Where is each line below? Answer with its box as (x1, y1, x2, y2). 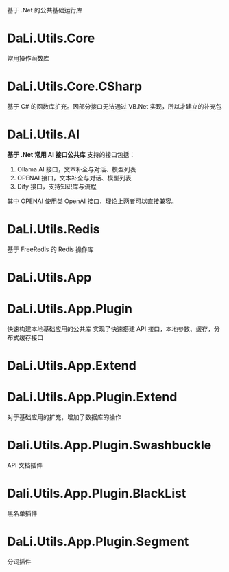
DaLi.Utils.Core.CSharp (7, 78, 143, 94)
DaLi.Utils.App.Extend (7, 358, 137, 374)
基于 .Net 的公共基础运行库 (7, 6, 83, 14)
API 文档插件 (7, 460, 43, 469)
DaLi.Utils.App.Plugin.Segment (7, 534, 189, 549)
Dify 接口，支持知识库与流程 (16, 182, 97, 191)
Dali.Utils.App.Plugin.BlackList (7, 486, 186, 501)
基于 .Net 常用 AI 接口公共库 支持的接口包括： (7, 150, 136, 158)
